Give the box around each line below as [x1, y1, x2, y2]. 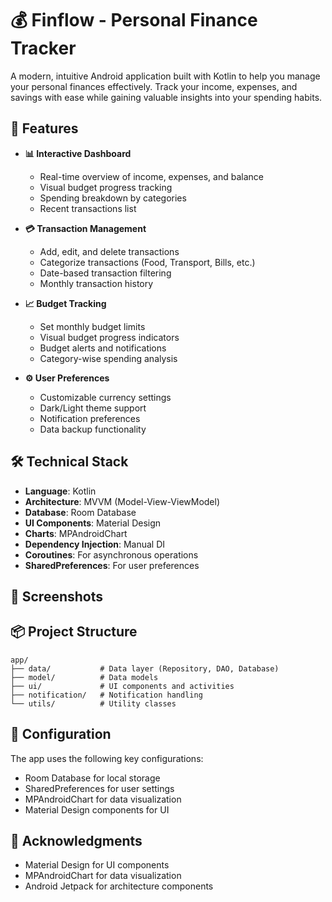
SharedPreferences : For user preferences [24, 559, 200, 571]
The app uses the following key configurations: [10, 752, 204, 764]
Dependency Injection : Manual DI [24, 538, 166, 550]
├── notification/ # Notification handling [10, 690, 203, 700]
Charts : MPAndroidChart [24, 527, 128, 539]
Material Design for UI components [24, 859, 170, 871]
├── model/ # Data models [10, 672, 159, 682]
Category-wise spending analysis [39, 352, 178, 364]
